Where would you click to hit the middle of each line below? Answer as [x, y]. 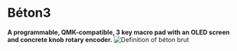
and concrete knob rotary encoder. [60, 39]
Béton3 [29, 13]
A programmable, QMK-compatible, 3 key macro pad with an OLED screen [118, 32]
